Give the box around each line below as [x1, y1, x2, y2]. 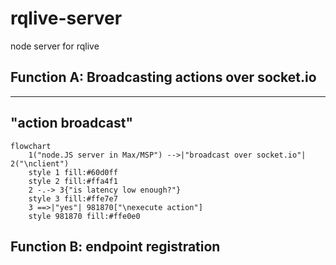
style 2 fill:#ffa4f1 [28, 176, 118, 186]
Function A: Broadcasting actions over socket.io [10, 69, 317, 86]
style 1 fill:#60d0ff [28, 167, 118, 177]
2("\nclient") [10, 158, 70, 169]
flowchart [10, 141, 52, 151]
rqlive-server [10, 7, 123, 30]
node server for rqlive [10, 40, 100, 52]
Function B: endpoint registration [10, 238, 221, 255]
